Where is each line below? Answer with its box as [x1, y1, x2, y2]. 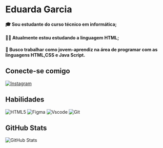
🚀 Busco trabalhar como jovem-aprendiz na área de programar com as [5, 46, 158, 52]
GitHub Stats [5, 123, 47, 132]
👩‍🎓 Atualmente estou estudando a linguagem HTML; [5, 35, 119, 41]
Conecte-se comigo [5, 67, 70, 75]
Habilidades [5, 95, 45, 104]
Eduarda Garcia [5, 4, 72, 15]
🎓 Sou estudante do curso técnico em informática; [5, 21, 117, 27]
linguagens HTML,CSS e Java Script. [5, 52, 86, 58]
